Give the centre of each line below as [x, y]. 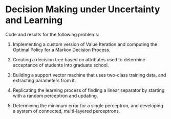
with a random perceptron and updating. [55, 96]
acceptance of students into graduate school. [61, 65]
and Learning [34, 20]
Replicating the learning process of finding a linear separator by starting [89, 90]
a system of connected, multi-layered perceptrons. [66, 111]
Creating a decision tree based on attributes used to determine [79, 59]
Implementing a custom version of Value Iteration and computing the [85, 44]
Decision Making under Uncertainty [83, 9]
